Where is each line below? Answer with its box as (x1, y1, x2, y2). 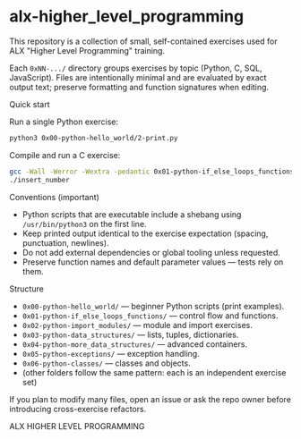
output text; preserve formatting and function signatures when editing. (9, 81, 270, 92)
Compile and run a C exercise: (9, 149, 121, 160)
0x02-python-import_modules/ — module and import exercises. (21, 319, 253, 330)
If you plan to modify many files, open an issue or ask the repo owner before (9, 393, 291, 404)
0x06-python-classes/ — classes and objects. (21, 358, 191, 368)
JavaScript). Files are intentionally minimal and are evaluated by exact (9, 72, 267, 82)
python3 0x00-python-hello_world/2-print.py (9, 133, 178, 142)
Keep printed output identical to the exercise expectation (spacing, (21, 228, 269, 239)
